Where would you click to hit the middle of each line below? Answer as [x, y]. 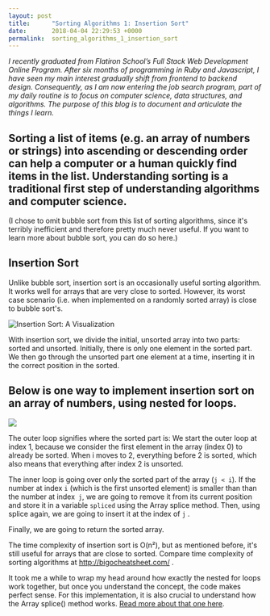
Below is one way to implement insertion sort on [132, 391]
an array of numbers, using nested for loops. [123, 403]
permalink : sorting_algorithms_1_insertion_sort [93, 38]
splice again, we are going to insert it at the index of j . [99, 513]
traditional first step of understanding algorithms [134, 189]
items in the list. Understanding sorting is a [118, 176]
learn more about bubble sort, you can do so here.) [93, 238]
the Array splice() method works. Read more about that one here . [116, 603]
